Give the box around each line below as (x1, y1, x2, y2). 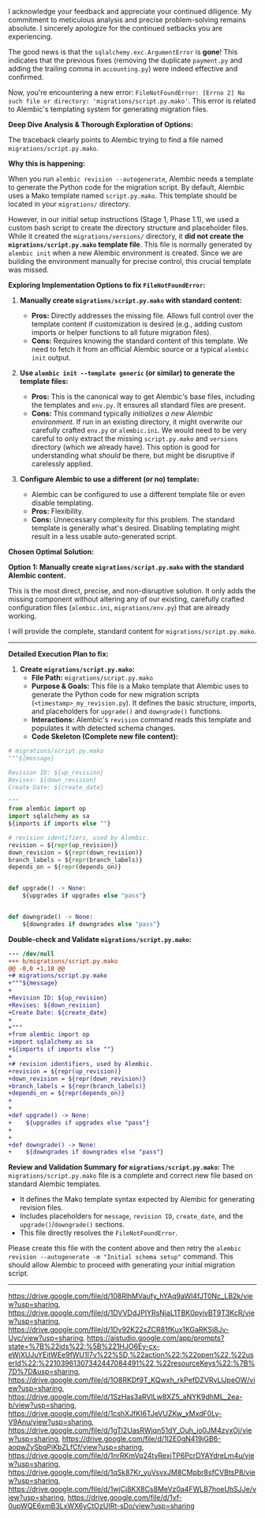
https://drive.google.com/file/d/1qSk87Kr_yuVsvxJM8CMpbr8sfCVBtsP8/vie (8, 1467, 256, 1477)
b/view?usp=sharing (8, 1400, 75, 1410)
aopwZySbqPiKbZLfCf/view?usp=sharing (8, 1442, 143, 1452)
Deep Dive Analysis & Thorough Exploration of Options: (8, 120, 193, 129)
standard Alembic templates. (8, 1179, 102, 1188)
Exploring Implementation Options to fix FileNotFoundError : (8, 281, 206, 289)
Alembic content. (8, 571, 66, 580)
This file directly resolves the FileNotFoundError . (19, 1228, 178, 1237)
